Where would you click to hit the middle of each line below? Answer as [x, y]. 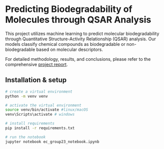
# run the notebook [25, 137]
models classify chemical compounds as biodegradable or [65, 44]
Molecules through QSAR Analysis [78, 20]
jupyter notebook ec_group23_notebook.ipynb [52, 142]
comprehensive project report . [36, 64]
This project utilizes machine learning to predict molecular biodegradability [82, 33]
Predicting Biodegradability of [69, 9]
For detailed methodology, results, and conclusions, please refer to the [78, 59]
